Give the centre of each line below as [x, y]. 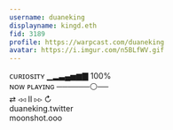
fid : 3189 [28, 34]
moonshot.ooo [36, 118]
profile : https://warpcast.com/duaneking [87, 42]
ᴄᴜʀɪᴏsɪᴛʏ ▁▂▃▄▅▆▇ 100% [60, 76]
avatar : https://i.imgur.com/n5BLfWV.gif [87, 50]
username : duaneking [47, 17]
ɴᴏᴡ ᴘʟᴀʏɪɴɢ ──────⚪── [59, 87]
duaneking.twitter [41, 109]
